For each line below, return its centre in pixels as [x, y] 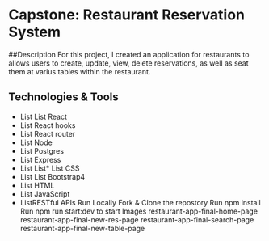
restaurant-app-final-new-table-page [82, 228]
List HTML [37, 185]
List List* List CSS [50, 168]
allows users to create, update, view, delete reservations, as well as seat [128, 63]
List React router [48, 133]
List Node [36, 142]
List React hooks [48, 125]
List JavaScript [45, 194]
